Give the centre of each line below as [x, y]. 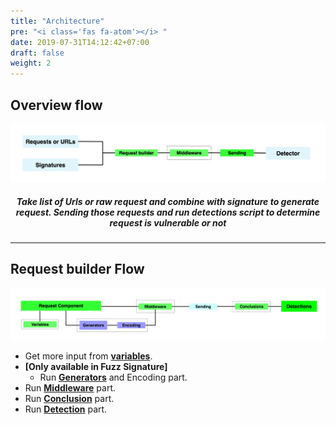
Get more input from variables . [88, 356]
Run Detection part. [66, 409]
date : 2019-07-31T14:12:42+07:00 [80, 42]
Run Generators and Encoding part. [113, 377]
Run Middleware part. [70, 387]
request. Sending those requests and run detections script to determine [168, 212]
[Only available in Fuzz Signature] [96, 366]
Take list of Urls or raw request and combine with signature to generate [168, 201]
